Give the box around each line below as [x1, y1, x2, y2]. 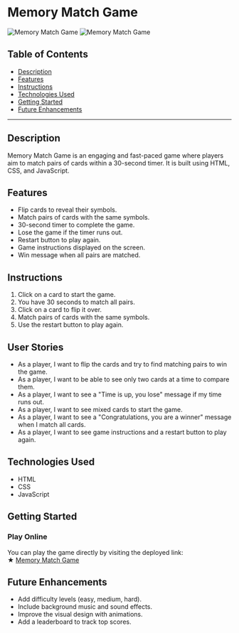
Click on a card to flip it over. [17, 305, 102, 314]
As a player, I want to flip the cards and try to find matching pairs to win [17, 360, 228, 368]
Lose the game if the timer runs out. [17, 228, 123, 237]
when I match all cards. [17, 421, 86, 428]
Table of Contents [7, 48, 89, 60]
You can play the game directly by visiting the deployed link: [7, 548, 184, 556]
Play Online [7, 532, 48, 542]
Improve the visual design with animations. [17, 610, 143, 619]
